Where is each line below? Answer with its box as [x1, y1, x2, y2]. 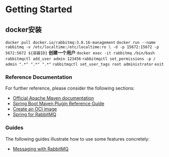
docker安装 [5, 25, 42, 34]
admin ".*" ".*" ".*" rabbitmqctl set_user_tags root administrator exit [5, 62, 164, 67]
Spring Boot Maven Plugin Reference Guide [12, 101, 104, 107]
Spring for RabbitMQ [12, 111, 56, 118]
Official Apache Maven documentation [12, 95, 94, 101]
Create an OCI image [12, 106, 57, 112]
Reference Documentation [5, 73, 73, 80]
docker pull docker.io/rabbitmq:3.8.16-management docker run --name [5, 40, 156, 45]
